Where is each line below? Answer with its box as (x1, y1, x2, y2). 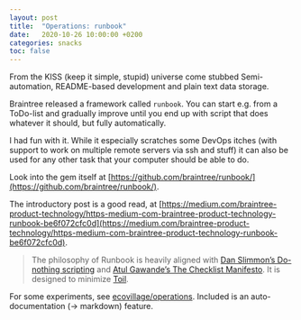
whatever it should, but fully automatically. (9, 118, 167, 129)
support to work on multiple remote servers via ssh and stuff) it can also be (9, 145, 288, 156)
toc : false (9, 47, 50, 56)
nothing (31, 264, 60, 275)
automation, (9, 81, 54, 92)
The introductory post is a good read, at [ (9, 199, 162, 210)
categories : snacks (9, 38, 83, 48)
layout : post (9, 13, 59, 23)
